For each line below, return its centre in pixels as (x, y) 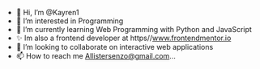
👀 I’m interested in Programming (70, 21)
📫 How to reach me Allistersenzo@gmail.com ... (96, 56)
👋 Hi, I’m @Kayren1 (47, 12)
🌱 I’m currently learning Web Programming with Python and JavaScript (134, 29)
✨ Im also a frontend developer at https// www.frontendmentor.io (124, 38)
